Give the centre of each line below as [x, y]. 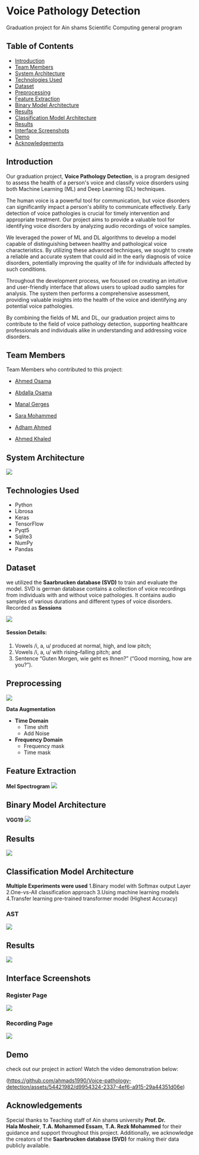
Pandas [24, 549]
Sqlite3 [23, 536]
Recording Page [30, 1023]
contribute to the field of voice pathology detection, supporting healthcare [97, 324]
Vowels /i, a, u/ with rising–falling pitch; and [68, 652]
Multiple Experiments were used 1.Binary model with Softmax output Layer [99, 886]
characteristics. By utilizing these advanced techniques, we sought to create [100, 250]
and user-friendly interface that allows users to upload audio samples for [95, 287]
